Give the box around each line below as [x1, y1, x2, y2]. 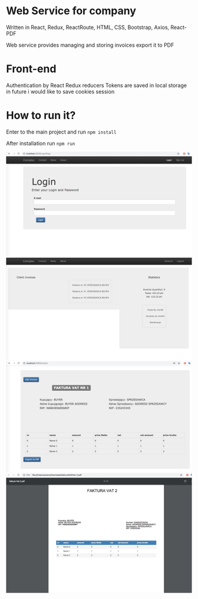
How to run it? [6, 109, 76, 122]
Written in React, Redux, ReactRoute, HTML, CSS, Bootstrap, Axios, [6, 24, 170, 31]
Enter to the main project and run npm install [6, 128, 117, 135]
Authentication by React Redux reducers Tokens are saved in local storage [6, 82, 187, 89]
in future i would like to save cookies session [6, 88, 115, 95]
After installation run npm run [6, 140, 75, 147]
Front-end [6, 62, 57, 76]
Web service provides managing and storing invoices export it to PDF [6, 41, 174, 48]
